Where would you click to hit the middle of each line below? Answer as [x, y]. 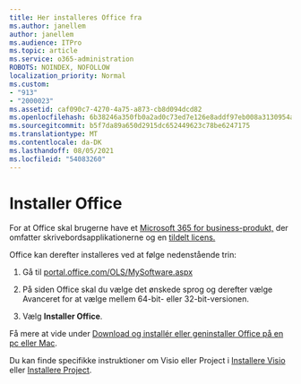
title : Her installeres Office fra [76, 17]
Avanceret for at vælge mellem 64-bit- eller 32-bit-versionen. [135, 299]
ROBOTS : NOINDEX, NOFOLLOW [60, 68]
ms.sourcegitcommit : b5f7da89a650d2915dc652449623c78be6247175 [130, 126]
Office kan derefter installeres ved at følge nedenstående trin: [123, 255]
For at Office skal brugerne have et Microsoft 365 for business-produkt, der [149, 228]
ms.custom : [30, 84]
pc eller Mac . [34, 343]
